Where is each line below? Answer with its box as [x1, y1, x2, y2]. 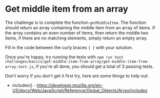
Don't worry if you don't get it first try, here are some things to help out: [5, 73, 149, 78]
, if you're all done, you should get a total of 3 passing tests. [33, 63, 154, 69]
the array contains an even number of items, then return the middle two [5, 30, 149, 36]
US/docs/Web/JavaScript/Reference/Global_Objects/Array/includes [12, 87, 148, 93]
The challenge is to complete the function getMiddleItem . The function [5, 20, 146, 25]
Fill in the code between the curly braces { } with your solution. [5, 44, 133, 50]
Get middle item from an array [5, 3, 128, 15]
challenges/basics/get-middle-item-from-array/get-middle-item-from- [5, 59, 150, 64]
